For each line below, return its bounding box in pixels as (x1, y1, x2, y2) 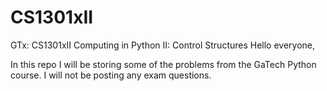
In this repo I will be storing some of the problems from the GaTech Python (10, 58, 317, 70)
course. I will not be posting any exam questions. (10, 69, 212, 81)
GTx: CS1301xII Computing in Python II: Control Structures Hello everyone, (10, 39, 316, 51)
